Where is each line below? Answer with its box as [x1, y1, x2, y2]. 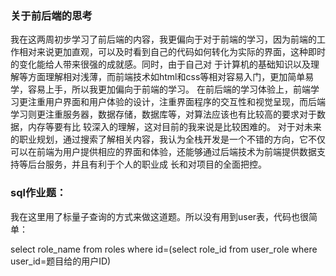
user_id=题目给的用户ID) [10, 255, 112, 267]
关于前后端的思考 [10, 8, 93, 22]
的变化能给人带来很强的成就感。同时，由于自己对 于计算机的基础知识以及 [10, 58, 311, 71]
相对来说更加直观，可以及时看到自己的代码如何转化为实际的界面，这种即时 [18, 46, 326, 58]
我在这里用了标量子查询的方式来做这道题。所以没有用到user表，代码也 [10, 210, 301, 222]
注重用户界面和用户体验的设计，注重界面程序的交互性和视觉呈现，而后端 [27, 96, 326, 108]
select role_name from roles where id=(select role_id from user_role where [10, 243, 318, 255]
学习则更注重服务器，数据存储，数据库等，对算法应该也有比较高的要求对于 [10, 108, 317, 121]
